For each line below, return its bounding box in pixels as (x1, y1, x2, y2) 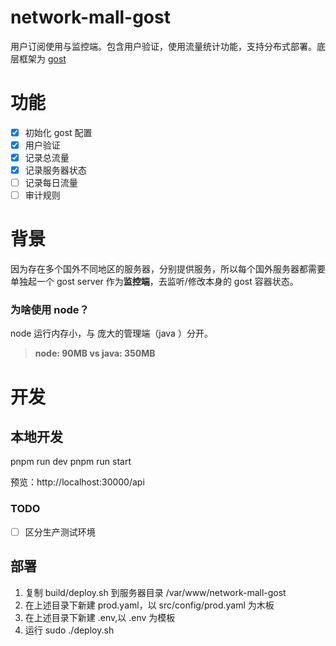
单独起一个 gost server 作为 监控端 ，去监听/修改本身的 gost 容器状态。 (10, 276, 299, 288)
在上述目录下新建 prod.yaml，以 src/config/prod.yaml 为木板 (24, 599, 275, 611)
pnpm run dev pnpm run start (10, 456, 132, 468)
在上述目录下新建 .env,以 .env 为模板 (24, 611, 176, 623)
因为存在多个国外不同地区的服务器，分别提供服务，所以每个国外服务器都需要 (10, 263, 326, 275)
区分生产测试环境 (24, 526, 96, 538)
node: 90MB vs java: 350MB (34, 347, 156, 360)
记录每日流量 (24, 177, 78, 189)
